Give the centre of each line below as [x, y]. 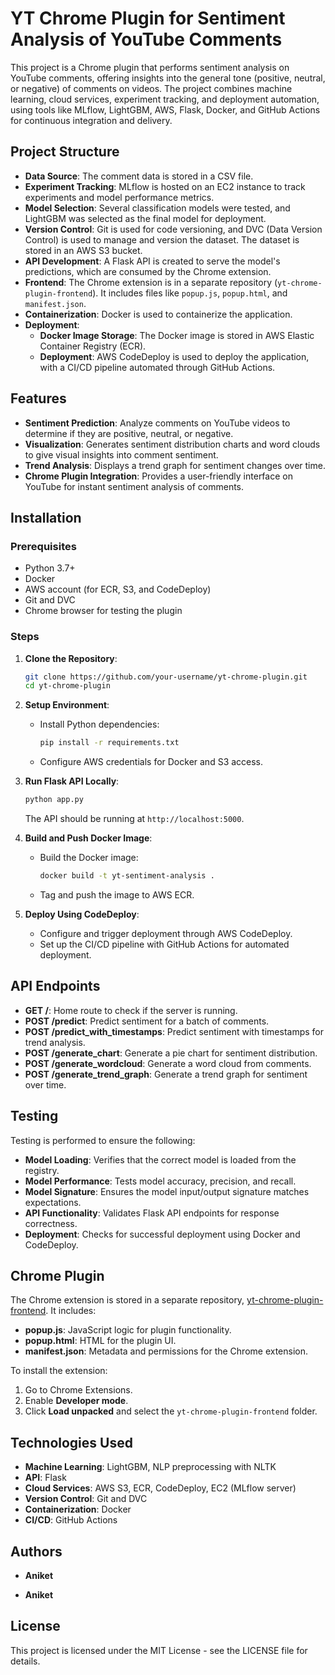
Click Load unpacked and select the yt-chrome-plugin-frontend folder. [171, 1411]
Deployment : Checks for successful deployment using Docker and [162, 1234]
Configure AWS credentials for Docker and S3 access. [151, 762]
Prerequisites [43, 546]
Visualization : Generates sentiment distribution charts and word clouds [172, 444]
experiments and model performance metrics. [119, 197]
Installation [46, 517]
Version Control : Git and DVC [86, 1499]
